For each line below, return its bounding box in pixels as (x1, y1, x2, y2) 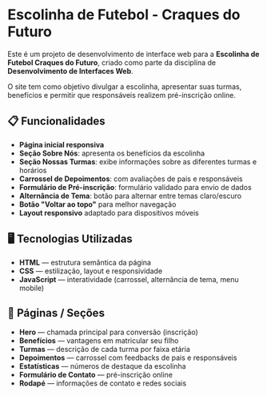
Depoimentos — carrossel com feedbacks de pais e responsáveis (18, 353, 237, 362)
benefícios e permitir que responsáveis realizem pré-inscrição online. (7, 90, 237, 99)
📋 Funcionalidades (7, 115, 106, 128)
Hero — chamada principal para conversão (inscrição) (18, 327, 198, 337)
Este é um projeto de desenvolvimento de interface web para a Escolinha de (7, 49, 260, 59)
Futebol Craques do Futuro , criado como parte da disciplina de (7, 58, 217, 67)
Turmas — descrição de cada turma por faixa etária (18, 345, 191, 354)
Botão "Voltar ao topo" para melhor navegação (18, 199, 177, 209)
